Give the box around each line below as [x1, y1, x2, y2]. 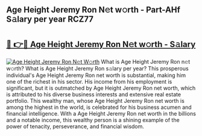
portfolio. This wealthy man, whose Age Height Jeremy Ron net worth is [6, 97, 185, 104]
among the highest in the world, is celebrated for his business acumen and [6, 104, 192, 111]
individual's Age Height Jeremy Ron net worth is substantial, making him [6, 72, 186, 79]
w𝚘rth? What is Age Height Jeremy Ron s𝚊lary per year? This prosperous [6, 65, 189, 72]
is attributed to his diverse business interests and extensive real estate [6, 91, 181, 98]
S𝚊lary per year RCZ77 [6, 14, 94, 25]
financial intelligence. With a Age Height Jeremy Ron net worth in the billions [6, 110, 196, 117]
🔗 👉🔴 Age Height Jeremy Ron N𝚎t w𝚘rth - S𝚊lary [6, 39, 196, 49]
